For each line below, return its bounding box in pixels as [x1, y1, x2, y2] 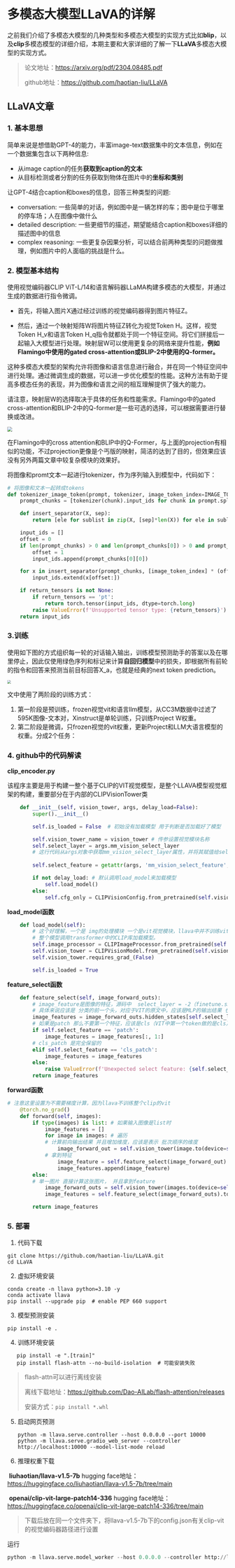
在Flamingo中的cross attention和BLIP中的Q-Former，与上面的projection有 [7, 438, 220, 447]
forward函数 [7, 1086, 43, 1094]
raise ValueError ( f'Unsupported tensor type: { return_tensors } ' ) [32, 606, 227, 613]
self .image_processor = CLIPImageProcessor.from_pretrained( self [32, 941, 227, 948]
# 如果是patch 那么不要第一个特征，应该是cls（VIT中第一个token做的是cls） [32, 1020, 232, 1028]
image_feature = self [57, 1158, 120, 1165]
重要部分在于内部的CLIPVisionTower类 [37, 790, 148, 799]
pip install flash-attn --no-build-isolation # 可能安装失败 [16, 1359, 196, 1367]
